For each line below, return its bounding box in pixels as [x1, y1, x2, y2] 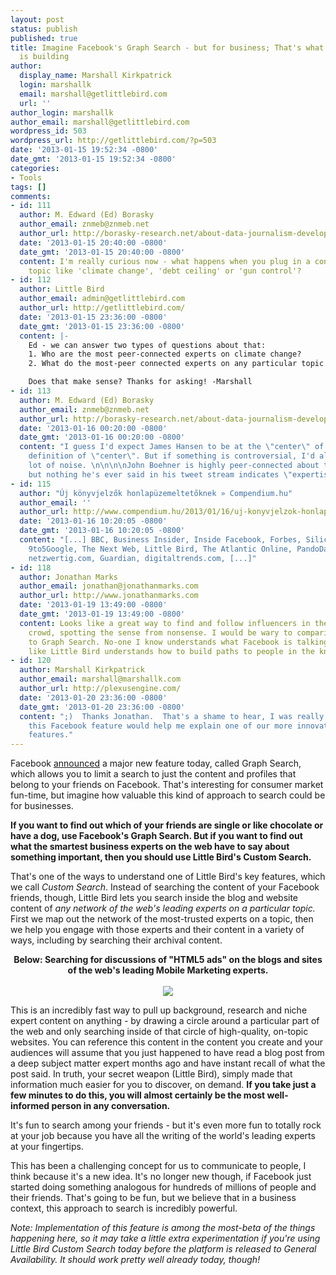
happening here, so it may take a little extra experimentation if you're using [10, 1232, 321, 1245]
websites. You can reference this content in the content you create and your [10, 1036, 324, 1048]
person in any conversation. [51, 1100, 171, 1112]
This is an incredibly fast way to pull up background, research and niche [10, 1004, 308, 1016]
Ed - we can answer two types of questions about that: [28, 340, 267, 350]
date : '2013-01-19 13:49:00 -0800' [19, 600, 168, 610]
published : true [10, 33, 78, 43]
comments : [10, 191, 52, 201]
